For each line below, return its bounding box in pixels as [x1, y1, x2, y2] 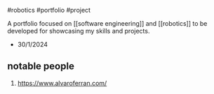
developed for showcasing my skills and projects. [7, 27, 150, 35]
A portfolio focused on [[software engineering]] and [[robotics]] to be [7, 19, 208, 27]
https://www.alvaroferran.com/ [17, 79, 107, 87]
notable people [7, 61, 75, 72]
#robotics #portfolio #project [7, 6, 91, 14]
